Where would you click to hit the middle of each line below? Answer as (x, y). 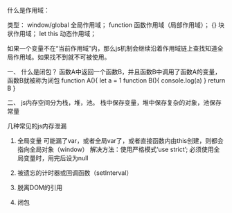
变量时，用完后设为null (56, 158)
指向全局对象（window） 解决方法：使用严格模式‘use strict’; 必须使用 (115, 149)
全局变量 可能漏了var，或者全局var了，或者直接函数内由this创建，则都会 (120, 140)
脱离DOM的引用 (40, 187)
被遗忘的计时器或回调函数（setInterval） (75, 173)
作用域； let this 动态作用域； (55, 34)
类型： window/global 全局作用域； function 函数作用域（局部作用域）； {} (112, 25)
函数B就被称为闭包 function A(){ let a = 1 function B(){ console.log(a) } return (116, 80)
